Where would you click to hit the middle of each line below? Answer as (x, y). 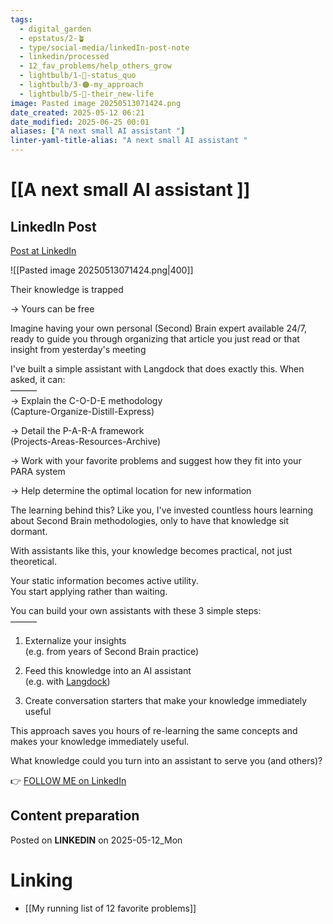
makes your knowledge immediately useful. (100, 741)
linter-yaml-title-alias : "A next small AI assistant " (129, 141)
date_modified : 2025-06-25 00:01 (80, 122)
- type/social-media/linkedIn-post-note (104, 47)
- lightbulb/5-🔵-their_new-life (87, 94)
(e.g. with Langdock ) (67, 681)
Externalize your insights (75, 640)
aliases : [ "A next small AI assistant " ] (98, 131)
